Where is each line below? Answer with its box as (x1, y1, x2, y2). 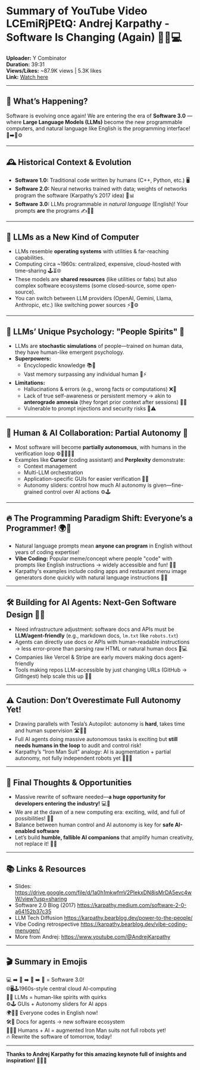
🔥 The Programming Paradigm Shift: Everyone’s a (6, 514, 193, 524)
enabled (14, 828, 36, 835)
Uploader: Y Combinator (6, 54, 67, 61)
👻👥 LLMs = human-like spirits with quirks (6, 993, 107, 1000)
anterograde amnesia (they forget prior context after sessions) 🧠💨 (23, 399, 187, 406)
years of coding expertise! (14, 548, 80, 555)
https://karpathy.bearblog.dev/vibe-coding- (80, 920, 187, 928)
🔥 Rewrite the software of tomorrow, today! (6, 1032, 112, 1040)
